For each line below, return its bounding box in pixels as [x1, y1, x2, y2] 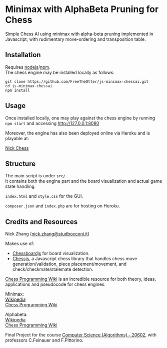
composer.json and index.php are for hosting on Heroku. [5, 203, 120, 209]
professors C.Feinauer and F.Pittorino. [5, 337, 83, 343]
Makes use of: [5, 241, 34, 247]
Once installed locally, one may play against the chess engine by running [5, 114, 155, 121]
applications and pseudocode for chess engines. [5, 281, 106, 287]
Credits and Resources [5, 217, 78, 226]
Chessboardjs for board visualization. [12, 250, 90, 257]
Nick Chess [5, 145, 29, 151]
